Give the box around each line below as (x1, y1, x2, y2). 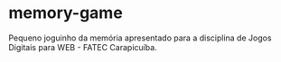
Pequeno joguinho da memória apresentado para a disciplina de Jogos (8, 32, 272, 43)
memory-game (8, 3, 123, 23)
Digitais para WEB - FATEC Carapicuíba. (8, 41, 157, 52)
